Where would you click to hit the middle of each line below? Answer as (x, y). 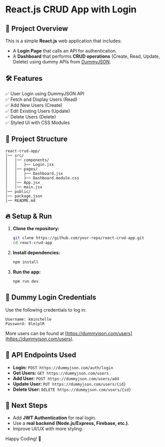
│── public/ (18, 192)
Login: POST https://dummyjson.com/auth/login (63, 367)
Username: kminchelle (29, 319)
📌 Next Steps (26, 405)
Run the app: (27, 272)
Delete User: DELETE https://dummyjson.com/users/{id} (72, 389)
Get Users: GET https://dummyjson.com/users (61, 373)
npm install (25, 262)
